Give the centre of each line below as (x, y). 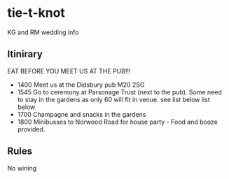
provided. (31, 129)
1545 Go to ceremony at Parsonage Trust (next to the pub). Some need (119, 92)
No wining (22, 168)
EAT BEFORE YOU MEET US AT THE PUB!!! (69, 71)
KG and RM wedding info (43, 32)
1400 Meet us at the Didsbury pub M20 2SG (81, 85)
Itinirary (25, 54)
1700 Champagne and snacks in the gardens (82, 114)
